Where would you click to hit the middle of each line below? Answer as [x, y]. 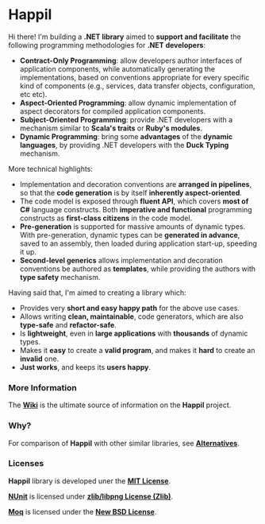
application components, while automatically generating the [117, 68]
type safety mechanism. [60, 277]
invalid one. [39, 359]
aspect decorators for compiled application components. [113, 111]
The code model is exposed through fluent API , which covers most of [134, 201]
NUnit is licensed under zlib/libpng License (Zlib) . [90, 496]
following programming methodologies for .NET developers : [107, 45]
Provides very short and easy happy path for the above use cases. [130, 308]
